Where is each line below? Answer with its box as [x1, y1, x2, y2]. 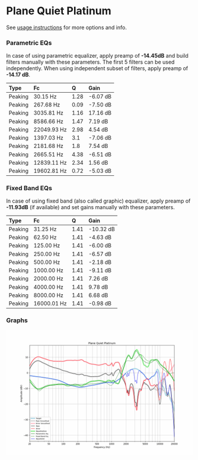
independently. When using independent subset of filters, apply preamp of [6, 65, 189, 72]
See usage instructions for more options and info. [6, 24, 127, 31]
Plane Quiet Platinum [6, 4, 111, 18]
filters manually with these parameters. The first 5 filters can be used [6, 58, 175, 66]
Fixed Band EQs [6, 184, 52, 192]
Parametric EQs [6, 39, 52, 47]
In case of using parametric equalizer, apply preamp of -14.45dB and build [6, 52, 189, 59]
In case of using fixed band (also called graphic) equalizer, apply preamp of [6, 197, 191, 204]
